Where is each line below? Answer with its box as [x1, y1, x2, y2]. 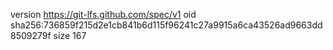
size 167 [53, 30, 87, 41]
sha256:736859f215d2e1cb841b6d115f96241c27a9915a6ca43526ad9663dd [10, 19, 323, 31]
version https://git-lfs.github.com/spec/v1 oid [10, 9, 197, 20]
